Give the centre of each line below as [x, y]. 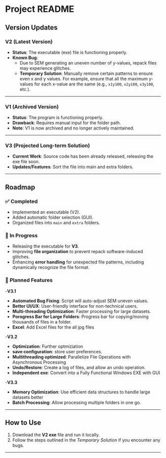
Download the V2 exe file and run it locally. [56, 435]
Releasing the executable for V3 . [45, 246]
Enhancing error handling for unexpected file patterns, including [78, 262]
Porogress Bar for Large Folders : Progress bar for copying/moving [81, 317]
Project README [40, 9]
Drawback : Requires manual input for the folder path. [66, 123]
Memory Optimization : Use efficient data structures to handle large [81, 392]
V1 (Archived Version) [32, 107]
